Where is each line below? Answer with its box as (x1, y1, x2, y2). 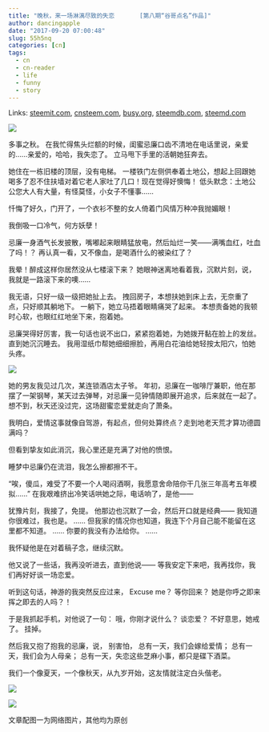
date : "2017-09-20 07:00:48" (8, 26, 106, 34)
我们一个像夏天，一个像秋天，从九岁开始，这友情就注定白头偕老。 (8, 668, 226, 678)
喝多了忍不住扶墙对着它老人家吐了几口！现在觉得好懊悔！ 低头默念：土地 (8, 177, 249, 187)
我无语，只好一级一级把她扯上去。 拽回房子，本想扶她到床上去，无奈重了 (8, 292, 249, 301)
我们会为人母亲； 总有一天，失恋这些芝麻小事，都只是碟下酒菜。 (22, 651, 235, 661)
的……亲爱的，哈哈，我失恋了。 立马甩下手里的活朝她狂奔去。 (8, 150, 212, 159)
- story (15, 86, 42, 95)
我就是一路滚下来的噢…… (8, 275, 91, 284)
